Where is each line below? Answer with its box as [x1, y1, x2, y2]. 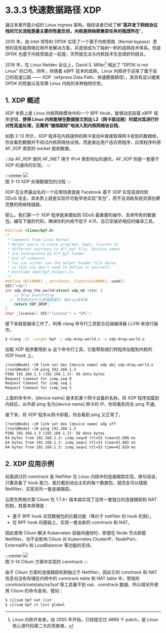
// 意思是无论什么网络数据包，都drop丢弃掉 [9, 297, 88, 302]
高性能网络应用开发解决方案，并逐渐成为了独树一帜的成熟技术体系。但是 [13, 45, 161, 51]
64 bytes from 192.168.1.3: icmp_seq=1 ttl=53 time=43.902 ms [5, 440, 136, 445]
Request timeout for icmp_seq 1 [5, 381, 72, 386]
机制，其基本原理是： [5, 503, 48, 509]
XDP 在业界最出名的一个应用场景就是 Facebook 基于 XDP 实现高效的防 [5, 189, 149, 195]
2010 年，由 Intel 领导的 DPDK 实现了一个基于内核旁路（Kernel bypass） [5, 38, 153, 45]
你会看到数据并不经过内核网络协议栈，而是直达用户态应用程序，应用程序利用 [5, 139, 161, 145]
